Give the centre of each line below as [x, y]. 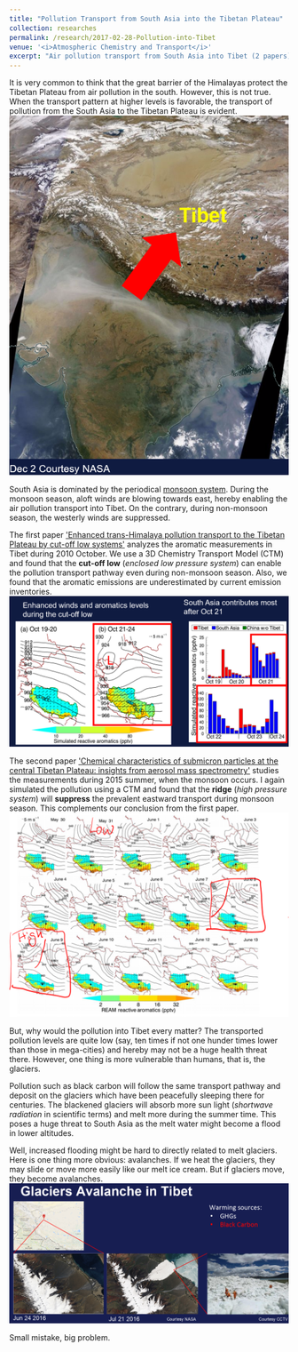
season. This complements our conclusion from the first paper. [124, 808]
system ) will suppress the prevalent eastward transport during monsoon [142, 799]
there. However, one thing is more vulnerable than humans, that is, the [137, 1059]
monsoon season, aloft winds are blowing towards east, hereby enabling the [149, 499]
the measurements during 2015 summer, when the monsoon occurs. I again [147, 780]
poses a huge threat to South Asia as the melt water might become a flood [145, 1124]
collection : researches [53, 28]
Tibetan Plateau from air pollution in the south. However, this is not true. [140, 92]
